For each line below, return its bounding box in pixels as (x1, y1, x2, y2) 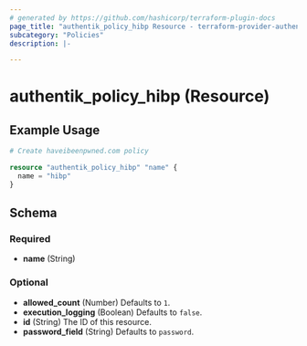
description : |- (9, 38, 71, 48)
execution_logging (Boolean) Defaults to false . (22, 307, 203, 318)
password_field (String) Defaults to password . (22, 326, 195, 337)
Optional (9, 276, 48, 288)
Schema (9, 205, 58, 221)
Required (9, 233, 51, 246)
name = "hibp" (17, 172, 71, 181)
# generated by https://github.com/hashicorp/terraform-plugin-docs (9, 13, 276, 23)
